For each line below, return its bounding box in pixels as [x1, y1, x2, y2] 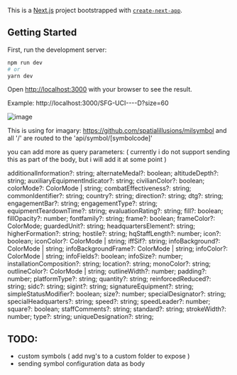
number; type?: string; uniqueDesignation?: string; [7, 312, 154, 321]
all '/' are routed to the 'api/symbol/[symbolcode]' [7, 134, 153, 143]
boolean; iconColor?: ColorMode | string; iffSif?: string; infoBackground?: [7, 237, 221, 246]
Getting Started [7, 26, 77, 38]
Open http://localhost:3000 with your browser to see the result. [7, 85, 193, 94]
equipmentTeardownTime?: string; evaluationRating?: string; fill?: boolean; [7, 207, 224, 215]
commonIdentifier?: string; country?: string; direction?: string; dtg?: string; [7, 192, 224, 200]
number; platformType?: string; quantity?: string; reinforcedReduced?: [7, 275, 211, 283]
